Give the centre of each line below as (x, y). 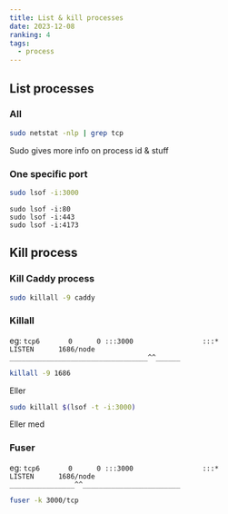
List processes (52, 89)
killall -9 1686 (40, 373)
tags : (20, 43)
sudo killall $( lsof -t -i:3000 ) (73, 407)
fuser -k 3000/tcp (44, 500)
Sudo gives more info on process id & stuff (89, 150)
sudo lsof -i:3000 (44, 193)
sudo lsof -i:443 (42, 217)
